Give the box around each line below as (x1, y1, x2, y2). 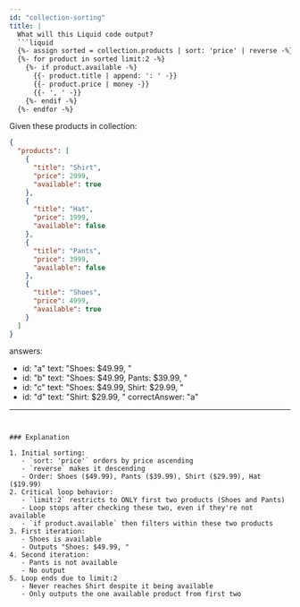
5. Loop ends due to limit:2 (9, 574, 118, 583)
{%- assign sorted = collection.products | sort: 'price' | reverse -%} (17, 47, 294, 56)
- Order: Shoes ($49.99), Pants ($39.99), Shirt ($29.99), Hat (21, 472, 262, 482)
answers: (9, 346, 43, 356)
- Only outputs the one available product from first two (21, 590, 242, 599)
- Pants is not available (21, 559, 118, 568)
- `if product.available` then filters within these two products (21, 519, 274, 528)
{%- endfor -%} (17, 105, 74, 114)
